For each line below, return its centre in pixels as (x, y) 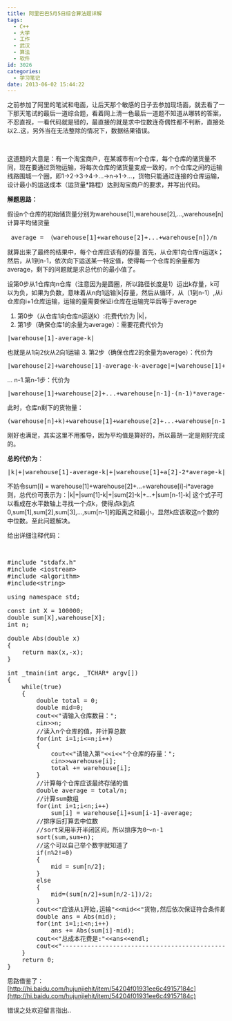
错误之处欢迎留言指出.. (39, 1011)
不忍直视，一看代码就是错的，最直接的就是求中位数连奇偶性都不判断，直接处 (116, 122)
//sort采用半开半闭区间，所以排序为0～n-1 (100, 830)
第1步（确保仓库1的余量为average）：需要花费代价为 (90, 325)
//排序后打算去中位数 (67, 821)
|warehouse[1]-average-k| (51, 338)
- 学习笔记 (27, 78)
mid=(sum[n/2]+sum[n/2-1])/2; (102, 894)
